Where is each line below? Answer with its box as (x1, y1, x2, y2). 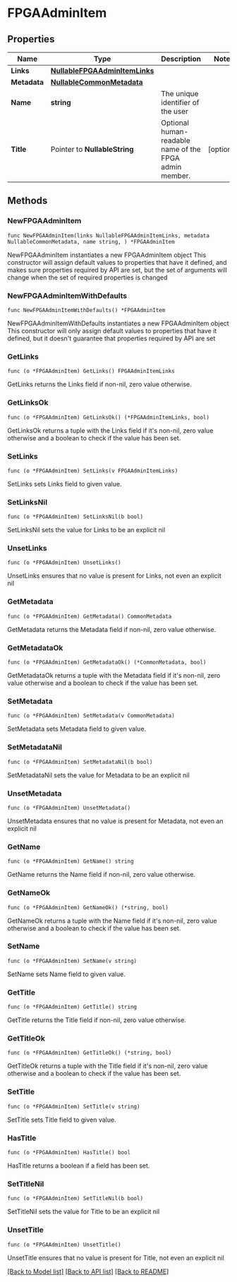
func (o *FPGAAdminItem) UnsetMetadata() (7, 804, 131, 811)
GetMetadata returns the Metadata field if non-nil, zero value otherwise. (7, 625, 217, 633)
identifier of (161, 97, 200, 107)
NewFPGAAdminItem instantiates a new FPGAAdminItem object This (7, 251, 207, 259)
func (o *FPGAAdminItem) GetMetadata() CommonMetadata (7, 613, 172, 620)
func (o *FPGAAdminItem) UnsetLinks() (7, 559, 121, 566)
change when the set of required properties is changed (7, 273, 168, 282)
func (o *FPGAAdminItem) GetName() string (7, 858, 134, 865)
